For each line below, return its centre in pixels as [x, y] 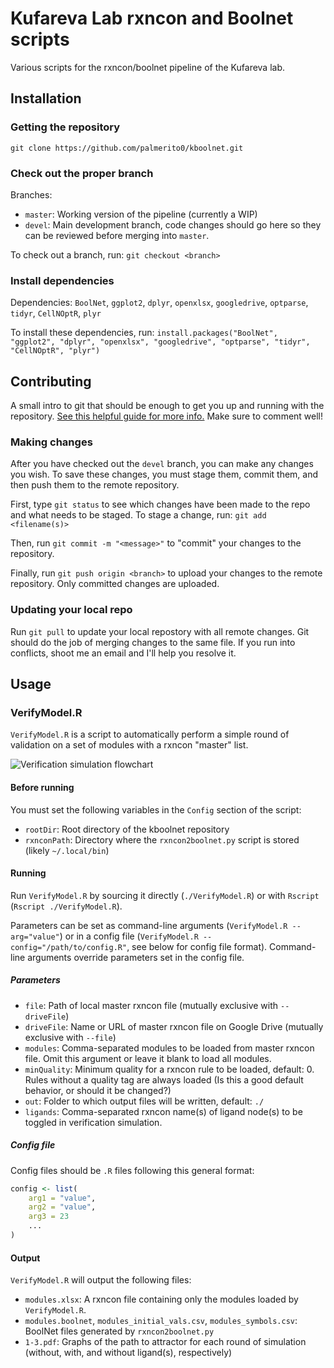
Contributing [51, 381]
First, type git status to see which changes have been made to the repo [160, 504]
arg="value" [35, 937]
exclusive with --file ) [70, 1037]
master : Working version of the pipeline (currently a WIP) [141, 214]
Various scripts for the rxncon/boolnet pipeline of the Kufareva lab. [148, 67]
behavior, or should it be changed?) [98, 1090]
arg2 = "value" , [62, 1207]
